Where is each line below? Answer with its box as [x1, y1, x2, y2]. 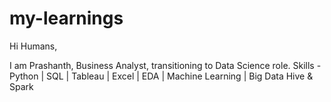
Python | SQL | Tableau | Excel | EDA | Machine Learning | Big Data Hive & [9, 70, 314, 82]
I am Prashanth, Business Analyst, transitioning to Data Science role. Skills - [9, 59, 322, 71]
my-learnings [9, 7, 124, 30]
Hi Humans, [9, 40, 58, 52]
